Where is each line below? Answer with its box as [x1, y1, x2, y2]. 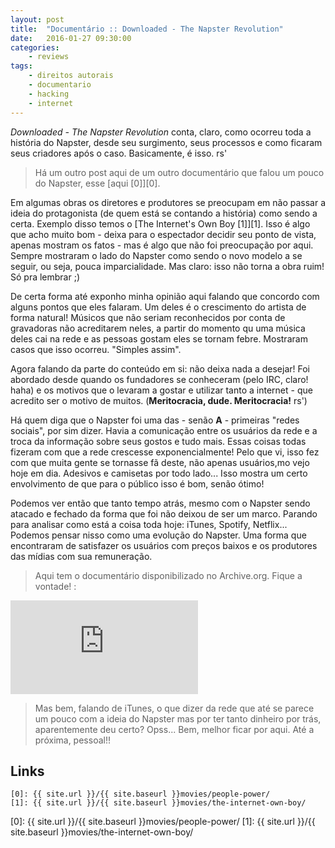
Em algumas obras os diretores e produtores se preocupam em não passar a [10, 196, 326, 208]
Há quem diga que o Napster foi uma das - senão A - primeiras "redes [10, 414, 300, 426]
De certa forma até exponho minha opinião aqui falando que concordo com [10, 290, 320, 302]
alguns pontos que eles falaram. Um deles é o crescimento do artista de [10, 301, 307, 313]
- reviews [28, 52, 70, 62]
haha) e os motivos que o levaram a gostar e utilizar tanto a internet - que [10, 384, 313, 396]
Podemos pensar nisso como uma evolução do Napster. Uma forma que [10, 529, 307, 541]
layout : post [10, 14, 65, 25]
